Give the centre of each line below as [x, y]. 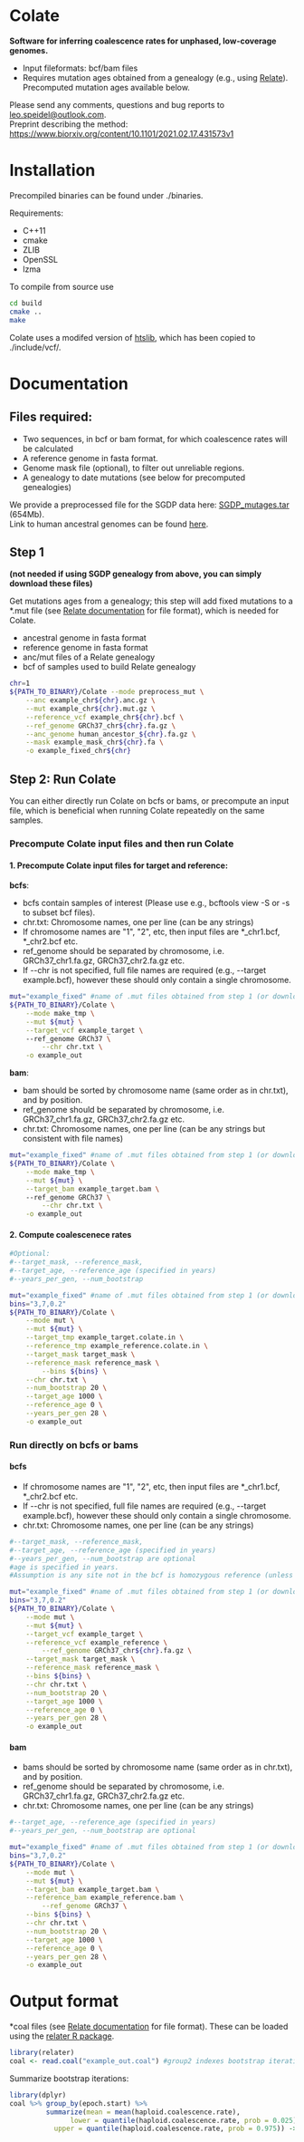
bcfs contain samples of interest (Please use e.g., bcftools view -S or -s [156, 903]
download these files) [51, 584]
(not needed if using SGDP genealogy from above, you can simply [136, 574]
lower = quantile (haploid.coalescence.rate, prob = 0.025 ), [185, 2120]
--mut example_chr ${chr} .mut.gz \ [90, 709]
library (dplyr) [38, 2095]
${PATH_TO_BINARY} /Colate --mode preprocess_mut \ [107, 692]
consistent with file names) [73, 1139]
